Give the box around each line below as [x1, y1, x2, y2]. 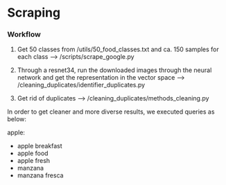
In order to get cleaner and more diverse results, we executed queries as [7, 107, 215, 116]
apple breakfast [17, 142, 62, 150]
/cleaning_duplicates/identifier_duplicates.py [17, 81, 146, 89]
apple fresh [17, 157, 51, 165]
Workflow [7, 30, 42, 39]
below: [7, 115, 26, 123]
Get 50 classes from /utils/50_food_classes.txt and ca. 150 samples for [17, 45, 220, 53]
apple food [17, 149, 49, 157]
